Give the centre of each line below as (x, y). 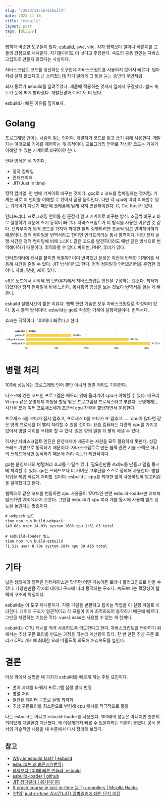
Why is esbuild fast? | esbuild (42, 758)
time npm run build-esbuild (34, 541)
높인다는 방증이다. (31, 506)
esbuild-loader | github (36, 776)
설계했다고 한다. (26, 483)
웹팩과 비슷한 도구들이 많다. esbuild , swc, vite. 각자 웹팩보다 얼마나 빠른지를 (79, 47)
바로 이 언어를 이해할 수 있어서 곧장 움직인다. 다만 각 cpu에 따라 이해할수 (84, 200)
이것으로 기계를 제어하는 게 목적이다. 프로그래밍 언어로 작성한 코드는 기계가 (86, 144)
